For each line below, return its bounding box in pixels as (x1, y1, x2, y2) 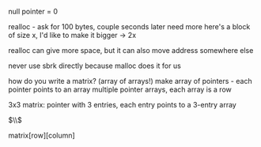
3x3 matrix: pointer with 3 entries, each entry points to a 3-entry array (8, 100, 237, 109)
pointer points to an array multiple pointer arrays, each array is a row (8, 85, 232, 94)
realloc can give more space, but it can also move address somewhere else (8, 46, 254, 55)
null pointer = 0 (8, 7, 58, 16)
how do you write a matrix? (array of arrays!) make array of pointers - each (8, 77, 252, 85)
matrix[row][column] (8, 130, 75, 140)
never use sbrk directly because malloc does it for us (8, 61, 182, 70)
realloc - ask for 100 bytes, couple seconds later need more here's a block (8, 22, 251, 31)
